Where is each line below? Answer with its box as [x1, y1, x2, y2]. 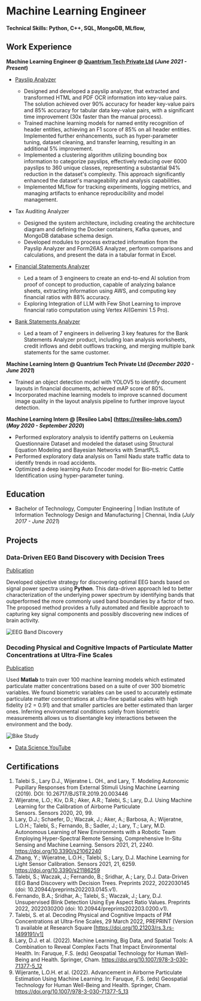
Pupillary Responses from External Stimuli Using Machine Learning [14, 784, 179, 791]
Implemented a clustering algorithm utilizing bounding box [23, 151, 167, 159]
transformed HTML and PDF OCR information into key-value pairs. [23, 94, 187, 101]
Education [6, 489, 45, 499]
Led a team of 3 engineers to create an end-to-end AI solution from [23, 274, 190, 282]
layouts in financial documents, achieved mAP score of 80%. [14, 384, 165, 392]
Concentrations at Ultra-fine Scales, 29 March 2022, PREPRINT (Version [14, 918, 194, 925]
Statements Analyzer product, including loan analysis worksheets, [23, 336, 187, 343]
